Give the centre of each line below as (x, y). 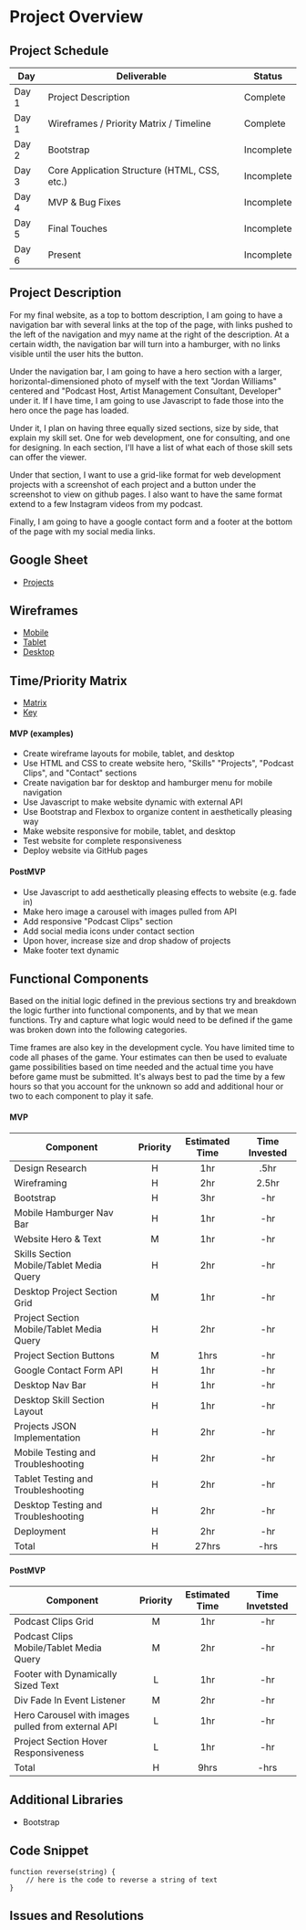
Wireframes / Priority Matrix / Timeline (129, 123)
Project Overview (76, 17)
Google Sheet (49, 560)
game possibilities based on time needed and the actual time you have (142, 1067)
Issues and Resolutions (76, 1915)
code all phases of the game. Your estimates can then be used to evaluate (148, 1058)
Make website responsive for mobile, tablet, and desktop (129, 831)
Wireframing (41, 1183)
